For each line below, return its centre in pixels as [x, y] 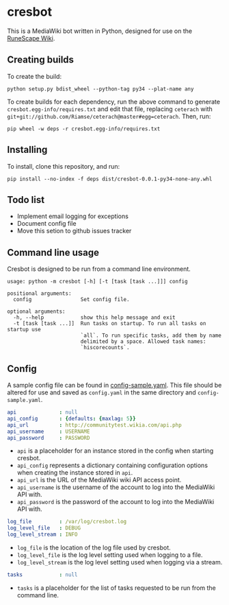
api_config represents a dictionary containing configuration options [112, 465]
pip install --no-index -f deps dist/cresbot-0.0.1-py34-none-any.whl [110, 179]
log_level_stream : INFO [42, 535]
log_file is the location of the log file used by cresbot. [94, 547]
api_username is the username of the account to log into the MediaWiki [116, 487]
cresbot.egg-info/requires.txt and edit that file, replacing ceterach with [110, 109]
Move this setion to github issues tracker [74, 231]
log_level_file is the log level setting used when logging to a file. [110, 555]
